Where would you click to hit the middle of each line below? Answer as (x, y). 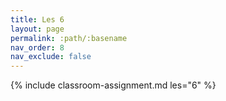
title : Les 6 (37, 19)
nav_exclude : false (51, 57)
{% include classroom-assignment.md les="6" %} (113, 85)
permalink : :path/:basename (69, 38)
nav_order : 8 (37, 47)
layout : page (37, 29)
